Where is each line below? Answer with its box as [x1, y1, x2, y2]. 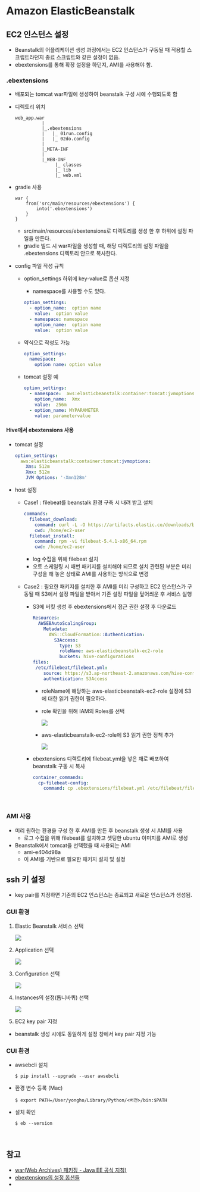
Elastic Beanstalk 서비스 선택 [14, 922, 84, 930]
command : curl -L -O [35, 522, 86, 528]
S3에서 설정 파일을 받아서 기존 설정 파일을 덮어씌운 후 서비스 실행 [41, 590, 192, 597]
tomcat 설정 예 [23, 373, 58, 380]
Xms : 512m [26, 464, 50, 470]
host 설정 [14, 486, 37, 493]
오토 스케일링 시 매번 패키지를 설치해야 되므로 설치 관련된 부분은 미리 [32, 563, 192, 570]
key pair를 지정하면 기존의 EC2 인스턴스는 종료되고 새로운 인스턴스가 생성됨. [14, 891, 192, 899]
